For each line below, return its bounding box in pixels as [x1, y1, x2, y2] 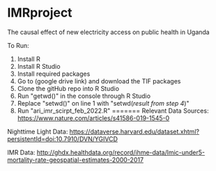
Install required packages [17, 70, 91, 78]
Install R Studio [17, 62, 61, 70]
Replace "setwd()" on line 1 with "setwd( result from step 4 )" [17, 99, 190, 107]
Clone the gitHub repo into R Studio [17, 84, 120, 92]
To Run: [7, 41, 29, 49]
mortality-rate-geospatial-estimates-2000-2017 [7, 155, 144, 164]
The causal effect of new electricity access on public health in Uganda [7, 28, 210, 36]
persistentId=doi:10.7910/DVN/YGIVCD [7, 134, 118, 143]
